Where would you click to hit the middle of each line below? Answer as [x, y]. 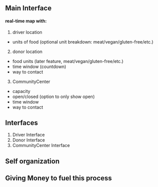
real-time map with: [26, 21]
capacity [21, 91]
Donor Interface [29, 140]
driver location [27, 32]
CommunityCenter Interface [41, 145]
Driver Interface [28, 135]
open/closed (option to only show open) [53, 96]
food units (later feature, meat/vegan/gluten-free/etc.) [68, 61]
